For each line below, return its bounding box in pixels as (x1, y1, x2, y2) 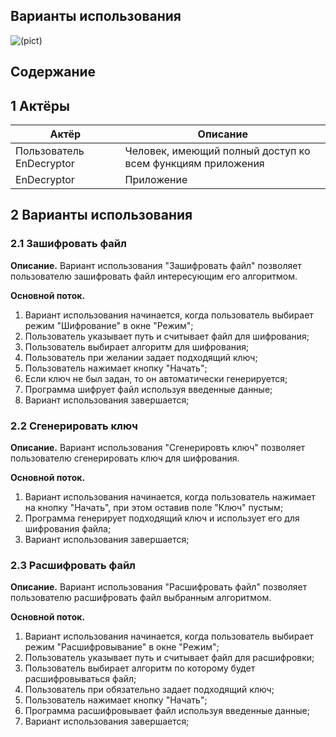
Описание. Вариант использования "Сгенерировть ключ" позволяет (10, 442, 306, 453)
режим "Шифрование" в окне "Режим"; (24, 319, 194, 331)
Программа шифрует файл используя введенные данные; (24, 383, 273, 395)
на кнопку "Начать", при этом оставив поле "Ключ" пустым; (24, 502, 284, 513)
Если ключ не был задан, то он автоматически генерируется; (24, 372, 288, 384)
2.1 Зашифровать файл (10, 237, 127, 251)
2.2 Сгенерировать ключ (10, 419, 138, 433)
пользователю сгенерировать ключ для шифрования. (10, 452, 240, 464)
